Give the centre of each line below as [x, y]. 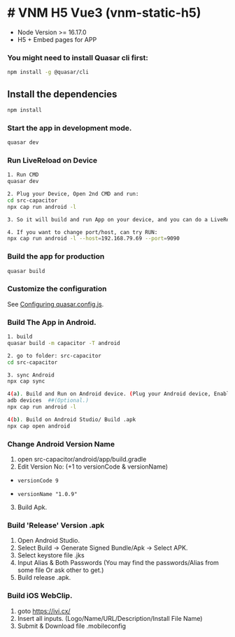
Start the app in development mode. [70, 128]
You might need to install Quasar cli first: [78, 57]
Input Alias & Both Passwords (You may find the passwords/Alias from [118, 563]
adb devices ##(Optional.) [48, 401]
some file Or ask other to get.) [60, 570]
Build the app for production [56, 256]
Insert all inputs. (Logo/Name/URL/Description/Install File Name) [110, 618]
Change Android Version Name [61, 444]
